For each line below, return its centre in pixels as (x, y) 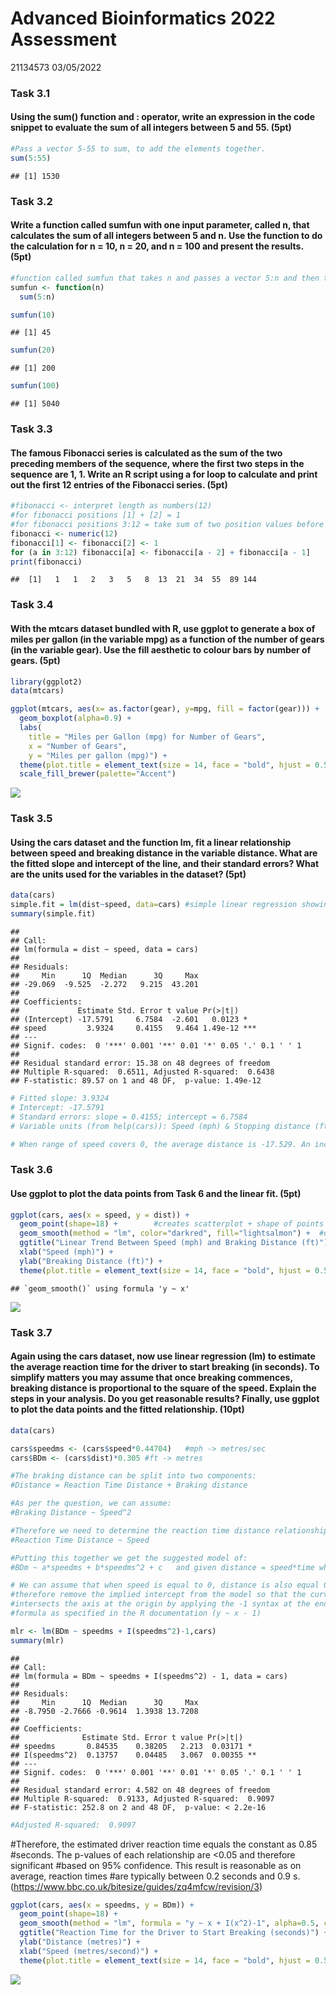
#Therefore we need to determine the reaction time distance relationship (169, 1530)
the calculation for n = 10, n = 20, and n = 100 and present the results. (157, 246)
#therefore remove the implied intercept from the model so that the (158, 1595)
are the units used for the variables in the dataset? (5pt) (128, 874)
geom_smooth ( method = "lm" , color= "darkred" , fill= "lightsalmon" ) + (165, 1233)
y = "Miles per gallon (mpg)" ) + (98, 755)
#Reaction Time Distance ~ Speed (80, 1540)
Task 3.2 (31, 201)
